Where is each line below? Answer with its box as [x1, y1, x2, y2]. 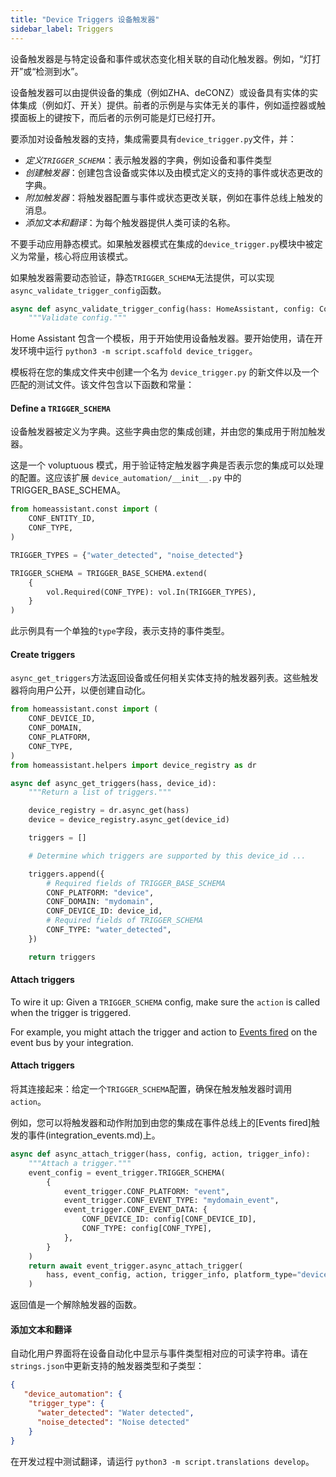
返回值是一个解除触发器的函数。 [10, 1299, 142, 1311]
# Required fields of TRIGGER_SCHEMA [46, 916, 203, 926]
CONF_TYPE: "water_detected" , [46, 925, 172, 935]
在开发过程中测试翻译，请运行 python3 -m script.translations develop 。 [10, 1455, 315, 1467]
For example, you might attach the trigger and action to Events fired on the [10, 1026, 318, 1038]
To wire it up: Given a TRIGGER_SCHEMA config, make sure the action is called [10, 996, 321, 1008]
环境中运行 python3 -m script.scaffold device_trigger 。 [18, 345, 258, 357]
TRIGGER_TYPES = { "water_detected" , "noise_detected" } [10, 550, 244, 560]
